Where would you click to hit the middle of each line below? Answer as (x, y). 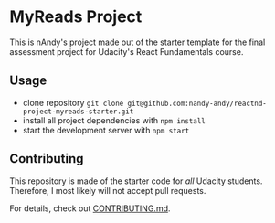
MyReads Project (76, 17)
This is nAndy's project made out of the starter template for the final (137, 42)
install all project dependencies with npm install (114, 120)
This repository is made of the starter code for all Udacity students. (136, 181)
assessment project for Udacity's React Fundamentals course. (127, 51)
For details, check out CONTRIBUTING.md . (90, 208)
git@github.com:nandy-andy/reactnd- (197, 103)
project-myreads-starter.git (78, 111)
